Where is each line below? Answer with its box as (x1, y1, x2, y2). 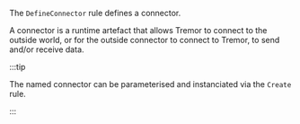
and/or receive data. (9, 44, 84, 55)
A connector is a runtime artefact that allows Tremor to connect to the (9, 25, 268, 35)
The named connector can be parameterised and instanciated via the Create (9, 79, 292, 89)
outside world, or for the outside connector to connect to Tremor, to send (9, 35, 280, 45)
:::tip (9, 62, 26, 72)
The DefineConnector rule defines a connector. (9, 8, 181, 18)
